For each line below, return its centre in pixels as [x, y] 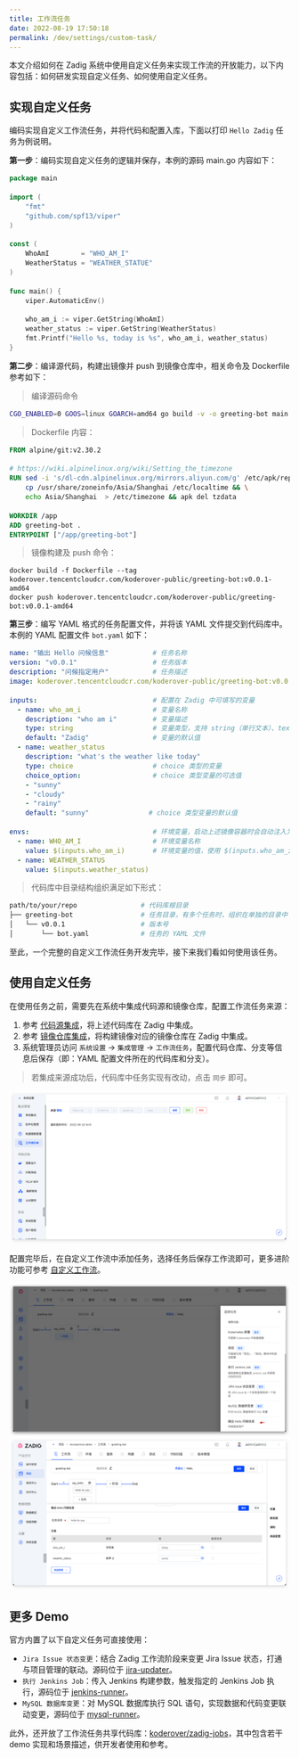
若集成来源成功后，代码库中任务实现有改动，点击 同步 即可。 [141, 1077]
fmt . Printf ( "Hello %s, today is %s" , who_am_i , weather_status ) [147, 339]
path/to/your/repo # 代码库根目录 [99, 906]
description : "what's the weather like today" [113, 757]
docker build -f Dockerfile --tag [73, 571]
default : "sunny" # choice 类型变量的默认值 [132, 813]
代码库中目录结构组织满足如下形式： [97, 888]
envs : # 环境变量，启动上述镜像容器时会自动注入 [148, 832]
